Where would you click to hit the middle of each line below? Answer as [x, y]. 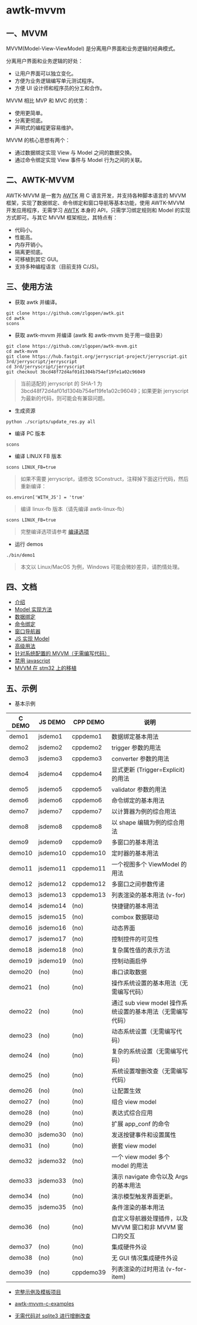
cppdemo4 [87, 774]
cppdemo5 [87, 789]
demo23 [21, 1036]
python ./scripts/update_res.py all [51, 422]
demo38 [21, 1258]
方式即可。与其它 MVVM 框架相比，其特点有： [62, 217]
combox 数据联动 [135, 917]
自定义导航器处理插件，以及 [150, 1219]
